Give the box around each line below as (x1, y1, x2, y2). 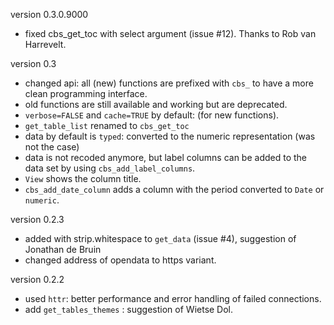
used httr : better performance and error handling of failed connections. (24, 293, 322, 304)
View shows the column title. (24, 173, 142, 184)
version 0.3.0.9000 (10, 9, 89, 20)
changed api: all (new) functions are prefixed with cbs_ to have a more (24, 77, 314, 89)
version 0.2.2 (10, 274, 65, 285)
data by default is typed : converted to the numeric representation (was (24, 130, 316, 142)
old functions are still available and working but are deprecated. (24, 99, 288, 110)
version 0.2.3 (10, 214, 65, 225)
